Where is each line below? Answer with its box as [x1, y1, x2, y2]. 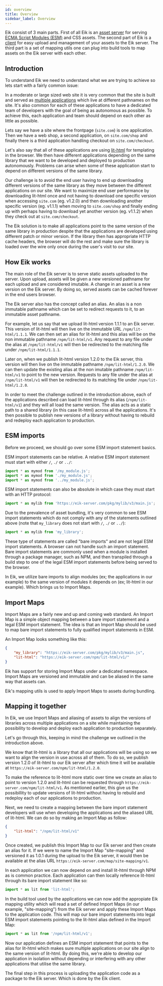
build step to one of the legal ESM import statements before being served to [5, 559, 157, 565]
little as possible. [5, 118, 39, 124]
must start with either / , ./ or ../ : [5, 459, 72, 465]
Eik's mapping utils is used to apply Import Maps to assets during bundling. [5, 688, 156, 694]
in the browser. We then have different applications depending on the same [5, 152, 156, 158]
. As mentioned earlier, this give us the [61, 785, 139, 790]
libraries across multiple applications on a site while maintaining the [5, 720, 141, 726]
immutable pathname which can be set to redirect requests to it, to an [5, 306, 145, 312]
